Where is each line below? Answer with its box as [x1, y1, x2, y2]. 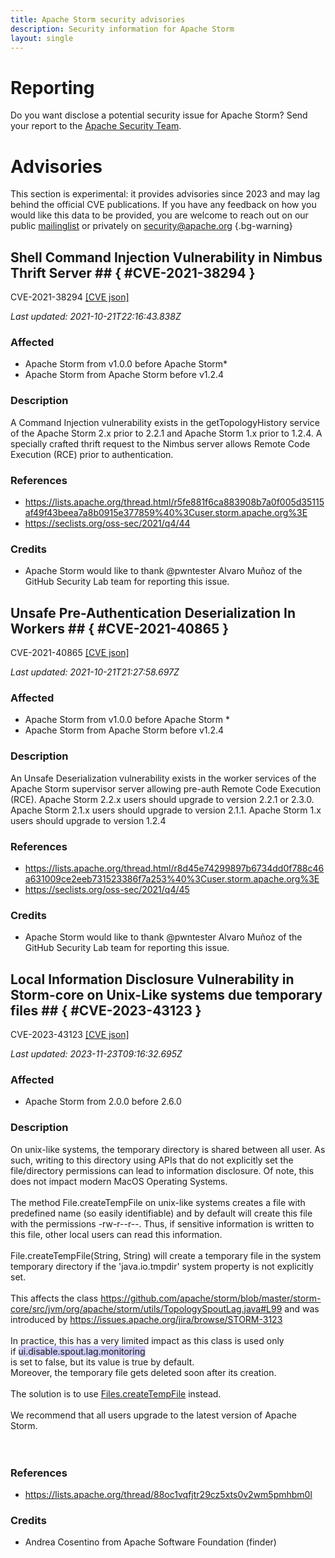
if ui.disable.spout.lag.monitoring [10, 1345, 146, 1357]
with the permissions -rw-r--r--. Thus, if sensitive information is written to [10, 1217, 315, 1230]
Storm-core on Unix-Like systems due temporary [10, 986, 323, 1003]
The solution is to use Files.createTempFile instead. [10, 1387, 222, 1400]
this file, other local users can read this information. [10, 1228, 223, 1240]
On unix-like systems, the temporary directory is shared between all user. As [10, 1143, 326, 1155]
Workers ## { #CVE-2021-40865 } [10, 620, 230, 637]
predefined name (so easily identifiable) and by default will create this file [10, 1207, 313, 1219]
